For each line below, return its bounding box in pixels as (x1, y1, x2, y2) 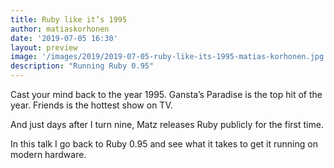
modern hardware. (10, 149, 87, 160)
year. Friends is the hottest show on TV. (10, 99, 173, 111)
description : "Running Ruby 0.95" (10, 61, 155, 71)
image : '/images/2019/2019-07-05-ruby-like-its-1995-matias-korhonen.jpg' (10, 52, 329, 62)
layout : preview (10, 42, 78, 53)
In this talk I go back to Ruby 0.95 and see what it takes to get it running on (10, 138, 318, 150)
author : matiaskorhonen (10, 24, 110, 34)
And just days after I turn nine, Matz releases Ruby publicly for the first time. (10, 119, 324, 130)
